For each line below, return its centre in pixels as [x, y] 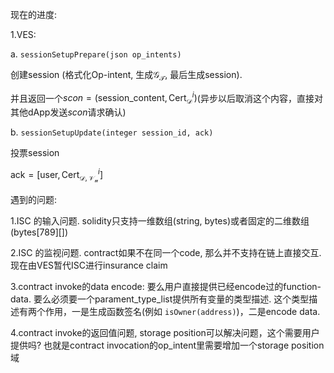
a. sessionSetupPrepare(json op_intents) [96, 54]
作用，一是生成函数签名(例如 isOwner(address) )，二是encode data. [182, 312]
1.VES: [23, 34]
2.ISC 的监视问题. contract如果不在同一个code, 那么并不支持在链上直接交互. [166, 253]
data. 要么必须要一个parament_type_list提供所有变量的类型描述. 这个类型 [160, 299]
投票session [35, 153]
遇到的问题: [34, 200]
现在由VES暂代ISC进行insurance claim [89, 265]
